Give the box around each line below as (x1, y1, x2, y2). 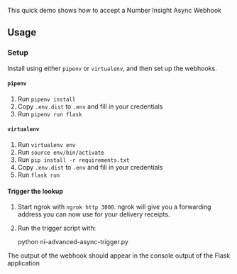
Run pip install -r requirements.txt (17, 155, 130, 164)
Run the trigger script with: (17, 224, 97, 233)
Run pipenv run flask (17, 109, 82, 118)
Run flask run (17, 170, 60, 180)
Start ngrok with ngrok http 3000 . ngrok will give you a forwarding (17, 202, 211, 212)
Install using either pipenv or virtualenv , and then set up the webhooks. (7, 64, 218, 72)
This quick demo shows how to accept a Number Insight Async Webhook (7, 6, 222, 14)
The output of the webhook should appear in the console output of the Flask (7, 251, 231, 260)
